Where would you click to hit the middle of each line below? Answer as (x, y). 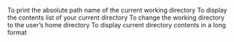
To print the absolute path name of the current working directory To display (117, 10)
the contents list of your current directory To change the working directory (116, 17)
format (17, 32)
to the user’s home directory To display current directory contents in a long (117, 25)
